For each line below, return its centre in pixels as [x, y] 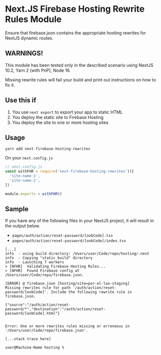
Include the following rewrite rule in [91, 292]
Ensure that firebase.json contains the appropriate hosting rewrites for [76, 33]
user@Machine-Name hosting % [35, 348]
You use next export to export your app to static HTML [67, 112]
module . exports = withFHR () [34, 194]
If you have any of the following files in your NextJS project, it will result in [80, 221]
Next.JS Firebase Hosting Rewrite [75, 9]
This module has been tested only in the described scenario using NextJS [79, 65]
